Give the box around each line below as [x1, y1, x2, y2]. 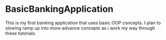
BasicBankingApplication [5, 3, 114, 15]
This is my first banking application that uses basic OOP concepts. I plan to [5, 20, 161, 26]
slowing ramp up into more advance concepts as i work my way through [5, 25, 155, 31]
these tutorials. [5, 30, 36, 36]
